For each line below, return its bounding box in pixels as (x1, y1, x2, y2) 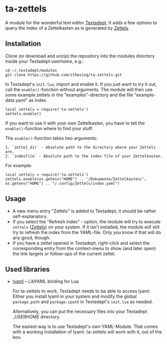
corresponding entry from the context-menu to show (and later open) (12, 245, 156, 251)
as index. (28, 97, 48, 103)
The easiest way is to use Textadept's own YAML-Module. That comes (12, 323, 158, 329)
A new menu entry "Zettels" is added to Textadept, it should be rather (12, 208, 156, 214)
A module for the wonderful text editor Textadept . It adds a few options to (5, 20, 157, 26)
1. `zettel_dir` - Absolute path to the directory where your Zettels (5, 145, 156, 150)
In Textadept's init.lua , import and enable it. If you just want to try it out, (5, 81, 157, 87)
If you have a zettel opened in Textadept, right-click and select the (12, 240, 150, 246)
